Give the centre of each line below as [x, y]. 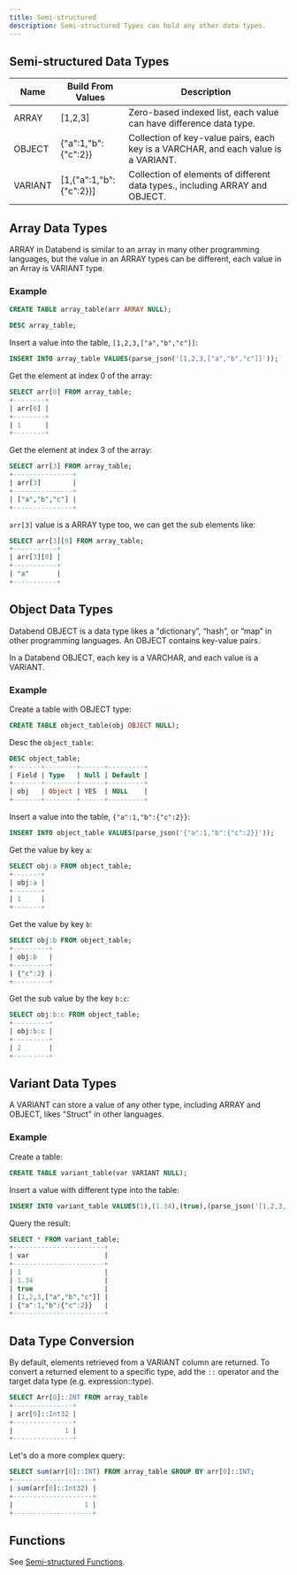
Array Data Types [58, 228]
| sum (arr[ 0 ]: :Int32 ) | [53, 1489]
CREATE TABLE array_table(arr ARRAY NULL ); [91, 310]
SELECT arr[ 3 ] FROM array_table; [71, 466]
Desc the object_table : [52, 742]
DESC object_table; [45, 759]
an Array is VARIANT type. [57, 269]
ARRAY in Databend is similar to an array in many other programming [134, 250]
